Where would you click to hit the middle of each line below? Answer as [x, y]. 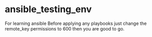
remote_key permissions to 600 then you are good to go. [65, 28]
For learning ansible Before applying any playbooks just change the [76, 23]
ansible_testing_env [48, 9]
